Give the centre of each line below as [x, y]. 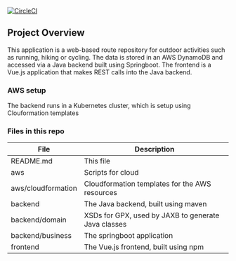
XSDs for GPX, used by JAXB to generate [152, 215]
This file [97, 161]
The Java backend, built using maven [145, 204]
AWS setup [27, 90]
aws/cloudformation [44, 188]
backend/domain [39, 220]
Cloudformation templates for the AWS [147, 184]
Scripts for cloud [111, 173]
